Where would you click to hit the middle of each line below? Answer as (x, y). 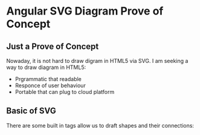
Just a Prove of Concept (53, 46)
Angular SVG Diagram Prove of (85, 11)
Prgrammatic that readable (48, 79)
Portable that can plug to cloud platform (65, 92)
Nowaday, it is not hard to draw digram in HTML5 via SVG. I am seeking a (97, 61)
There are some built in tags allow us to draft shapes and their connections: (100, 125)
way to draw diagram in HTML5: (46, 67)
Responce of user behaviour (50, 85)
